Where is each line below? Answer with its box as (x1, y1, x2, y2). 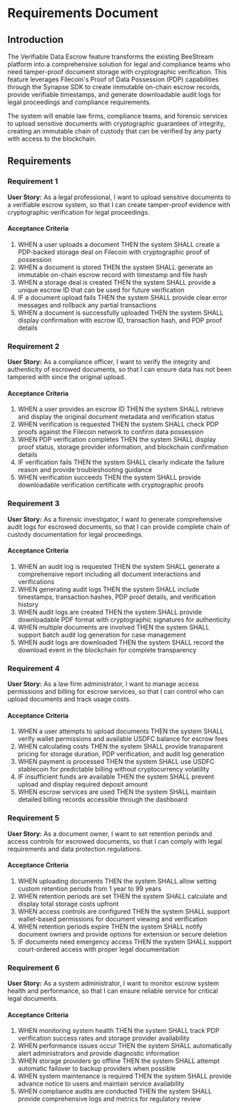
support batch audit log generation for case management (17, 630, 187, 639)
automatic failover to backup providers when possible (17, 1064, 176, 1073)
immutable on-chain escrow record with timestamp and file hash (17, 270, 208, 279)
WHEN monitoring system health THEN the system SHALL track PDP (17, 1026, 220, 1035)
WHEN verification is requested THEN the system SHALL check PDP (17, 420, 219, 429)
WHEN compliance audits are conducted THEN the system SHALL (17, 1087, 213, 1096)
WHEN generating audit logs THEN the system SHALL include (17, 585, 200, 593)
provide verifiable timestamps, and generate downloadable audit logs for (7, 91, 221, 99)
